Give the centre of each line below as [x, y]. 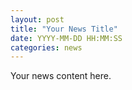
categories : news [46, 47]
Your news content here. [61, 76]
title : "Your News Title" [64, 29]
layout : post [37, 19]
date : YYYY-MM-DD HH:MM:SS [66, 38]
